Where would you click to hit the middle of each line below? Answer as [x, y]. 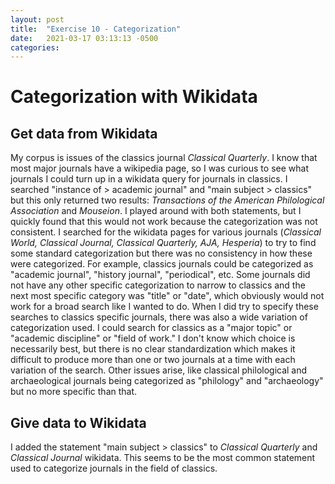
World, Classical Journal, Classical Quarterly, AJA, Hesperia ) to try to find [163, 243]
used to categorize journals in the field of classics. [114, 468]
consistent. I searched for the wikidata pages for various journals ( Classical [166, 232]
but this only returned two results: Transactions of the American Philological [167, 200]
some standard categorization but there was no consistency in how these [161, 253]
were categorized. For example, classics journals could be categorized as [162, 264]
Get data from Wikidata [84, 133]
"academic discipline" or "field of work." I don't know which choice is [153, 338]
